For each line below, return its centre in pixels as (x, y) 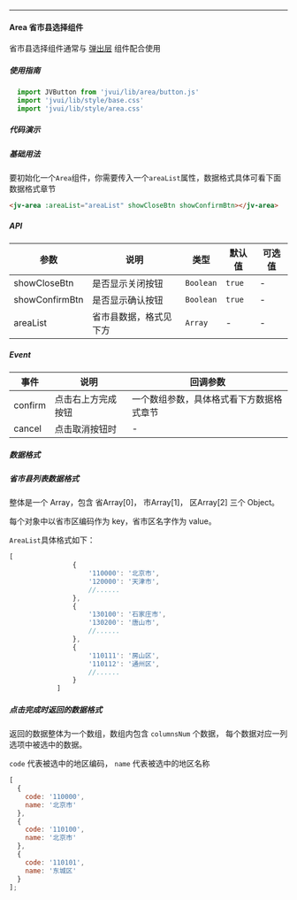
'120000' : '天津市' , (124, 581)
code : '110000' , (55, 796)
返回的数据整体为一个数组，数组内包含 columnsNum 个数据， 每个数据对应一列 (148, 734)
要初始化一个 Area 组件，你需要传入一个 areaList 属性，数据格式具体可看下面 (145, 178)
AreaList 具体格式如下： (52, 540)
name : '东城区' (51, 871)
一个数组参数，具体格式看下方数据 (202, 399)
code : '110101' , (55, 862)
